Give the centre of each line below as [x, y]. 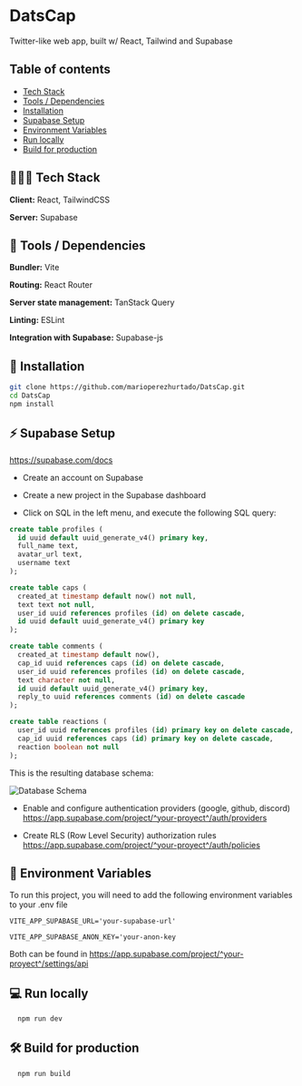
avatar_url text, [50, 554]
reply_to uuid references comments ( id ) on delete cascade [132, 697]
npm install [32, 404]
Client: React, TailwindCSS [60, 200]
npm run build [44, 1073]
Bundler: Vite [34, 268]
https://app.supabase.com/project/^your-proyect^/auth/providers [145, 817]
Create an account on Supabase [83, 477]
